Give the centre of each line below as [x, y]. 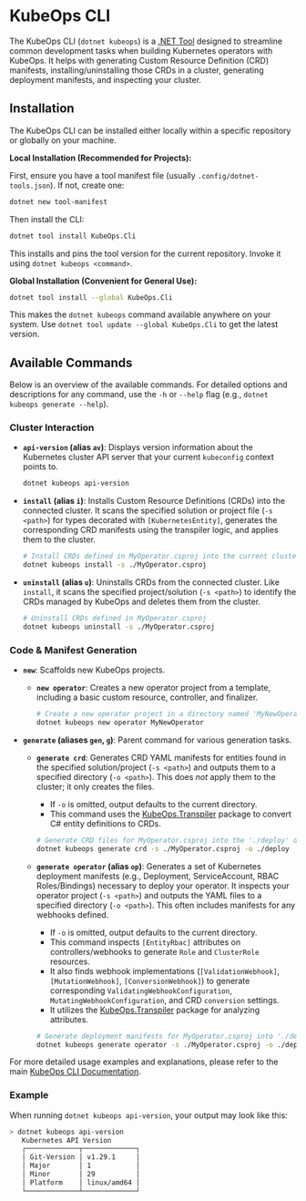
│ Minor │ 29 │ [81, 1175]
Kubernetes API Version [66, 1140]
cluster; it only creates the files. [95, 786]
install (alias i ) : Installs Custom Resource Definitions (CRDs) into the [153, 501]
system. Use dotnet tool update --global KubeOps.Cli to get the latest [144, 324]
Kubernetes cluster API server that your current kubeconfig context [148, 457]
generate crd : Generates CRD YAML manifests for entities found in [161, 757]
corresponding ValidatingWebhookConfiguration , [141, 991]
